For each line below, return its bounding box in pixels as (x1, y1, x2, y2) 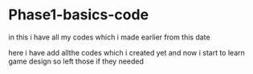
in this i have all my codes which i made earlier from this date (8, 32, 210, 42)
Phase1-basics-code (8, 6, 149, 24)
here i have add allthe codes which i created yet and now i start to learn (8, 47, 245, 57)
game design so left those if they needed (8, 56, 145, 66)
